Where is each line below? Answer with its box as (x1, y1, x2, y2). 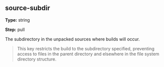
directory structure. (17, 56, 56, 62)
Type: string (5, 17, 30, 23)
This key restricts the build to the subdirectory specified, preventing (17, 45, 155, 51)
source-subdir (5, 4, 50, 12)
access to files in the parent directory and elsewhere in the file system (17, 51, 160, 57)
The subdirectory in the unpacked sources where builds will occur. (5, 36, 140, 42)
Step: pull (5, 27, 25, 33)
